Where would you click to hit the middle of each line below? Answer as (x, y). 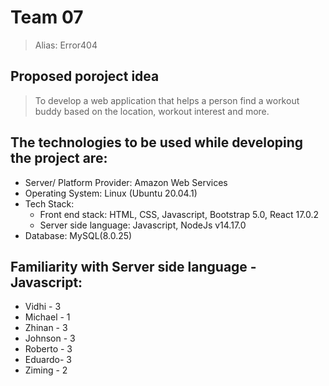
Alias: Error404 (66, 45)
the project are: (59, 158)
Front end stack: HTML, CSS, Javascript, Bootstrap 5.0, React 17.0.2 (179, 214)
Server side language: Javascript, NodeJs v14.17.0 (143, 225)
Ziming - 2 (46, 370)
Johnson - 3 (50, 338)
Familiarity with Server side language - (133, 266)
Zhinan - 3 (46, 328)
